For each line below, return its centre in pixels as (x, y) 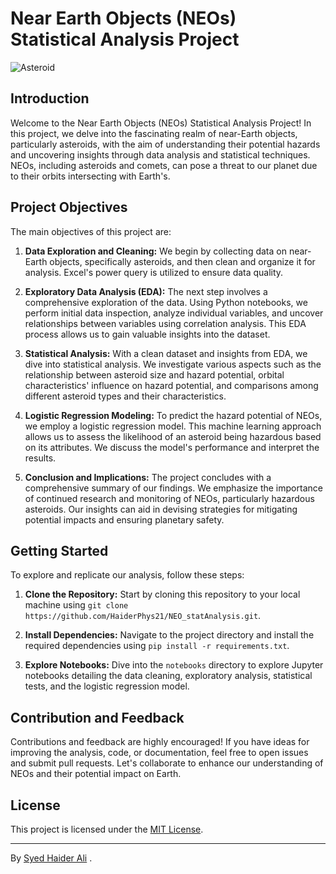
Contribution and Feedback (97, 717)
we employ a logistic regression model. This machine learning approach (173, 426)
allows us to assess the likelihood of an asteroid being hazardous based (173, 436)
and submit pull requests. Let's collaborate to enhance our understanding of (167, 763)
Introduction (50, 98)
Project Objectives (69, 207)
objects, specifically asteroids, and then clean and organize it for (182, 261)
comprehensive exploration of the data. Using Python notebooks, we (166, 302)
